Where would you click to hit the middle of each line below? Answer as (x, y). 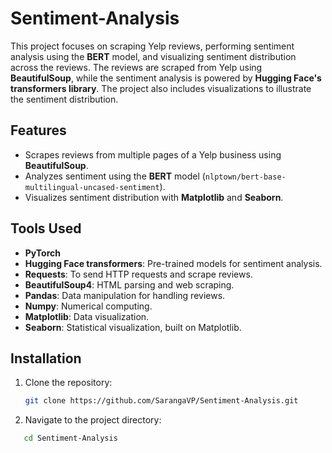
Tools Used (46, 228)
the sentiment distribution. (64, 99)
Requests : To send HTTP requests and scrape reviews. (138, 274)
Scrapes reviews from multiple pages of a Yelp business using (153, 154)
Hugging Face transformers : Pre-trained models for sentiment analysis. (173, 263)
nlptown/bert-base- (245, 177)
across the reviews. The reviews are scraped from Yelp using (136, 67)
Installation (46, 358)
